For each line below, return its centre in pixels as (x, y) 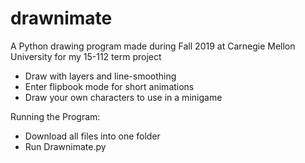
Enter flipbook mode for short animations (109, 86)
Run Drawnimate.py (65, 146)
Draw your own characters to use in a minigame (123, 97)
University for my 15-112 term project (86, 56)
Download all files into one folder (92, 136)
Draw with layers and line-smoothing (100, 76)
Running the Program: (55, 116)
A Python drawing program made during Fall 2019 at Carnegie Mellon (153, 46)
